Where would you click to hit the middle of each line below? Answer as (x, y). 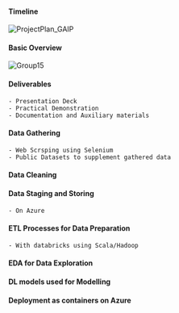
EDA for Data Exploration (51, 263)
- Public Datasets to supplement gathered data (90, 157)
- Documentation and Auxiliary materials (79, 115)
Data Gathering (34, 133)
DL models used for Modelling (60, 282)
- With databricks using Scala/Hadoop (73, 245)
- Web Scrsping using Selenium (61, 150)
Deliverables (30, 84)
